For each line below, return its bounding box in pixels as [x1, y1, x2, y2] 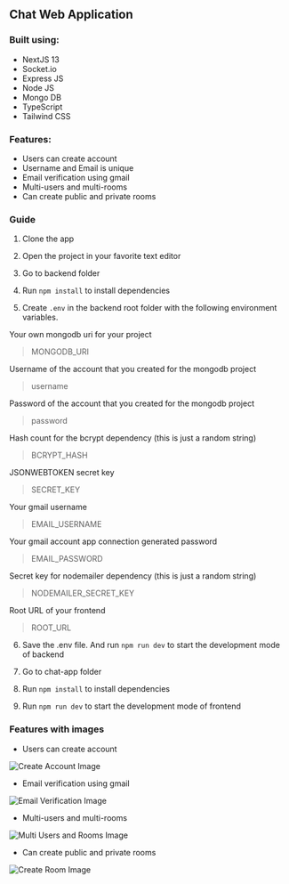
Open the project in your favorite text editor [21, 251, 181, 262]
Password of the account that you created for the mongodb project [9, 398, 255, 409]
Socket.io [21, 63, 58, 74]
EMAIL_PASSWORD [30, 554, 104, 564]
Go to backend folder [21, 268, 100, 279]
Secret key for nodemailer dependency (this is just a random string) [9, 571, 257, 581]
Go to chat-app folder [21, 667, 102, 677]
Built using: [9, 34, 60, 46]
